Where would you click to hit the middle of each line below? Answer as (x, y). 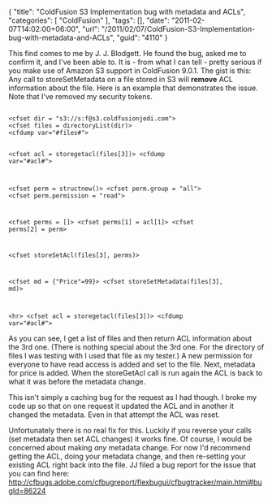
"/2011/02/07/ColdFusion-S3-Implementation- (178, 29)
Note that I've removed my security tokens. (80, 96)
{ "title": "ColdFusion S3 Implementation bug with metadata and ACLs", (127, 12)
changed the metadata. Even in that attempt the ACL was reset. (114, 415)
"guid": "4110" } (142, 37)
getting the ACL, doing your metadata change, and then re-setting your (127, 456)
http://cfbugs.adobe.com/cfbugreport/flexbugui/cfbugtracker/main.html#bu (135, 482)
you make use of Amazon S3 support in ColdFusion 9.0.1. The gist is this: (130, 71)
